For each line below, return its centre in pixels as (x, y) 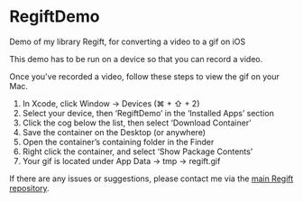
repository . (29, 188)
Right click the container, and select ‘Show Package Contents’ (138, 151)
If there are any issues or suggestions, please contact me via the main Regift (151, 179)
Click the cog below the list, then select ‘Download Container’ (137, 123)
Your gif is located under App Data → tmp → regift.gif (121, 161)
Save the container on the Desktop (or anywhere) (114, 132)
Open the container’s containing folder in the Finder (118, 142)
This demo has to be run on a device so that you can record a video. (136, 59)
